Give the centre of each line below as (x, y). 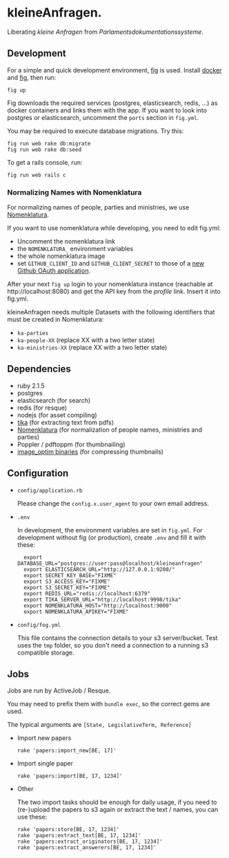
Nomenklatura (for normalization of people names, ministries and (109, 430)
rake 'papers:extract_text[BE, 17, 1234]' (79, 836)
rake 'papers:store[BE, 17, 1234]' (68, 830)
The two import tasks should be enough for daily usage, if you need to (117, 802)
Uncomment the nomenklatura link (66, 241)
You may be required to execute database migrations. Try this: (96, 131)
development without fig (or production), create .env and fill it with (111, 537)
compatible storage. (46, 652)
